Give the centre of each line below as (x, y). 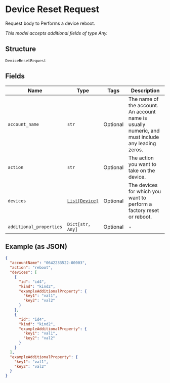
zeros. (136, 149)
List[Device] (83, 201)
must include (144, 137)
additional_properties (35, 227)
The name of (143, 99)
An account (142, 111)
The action (141, 158)
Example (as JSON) (36, 246)
